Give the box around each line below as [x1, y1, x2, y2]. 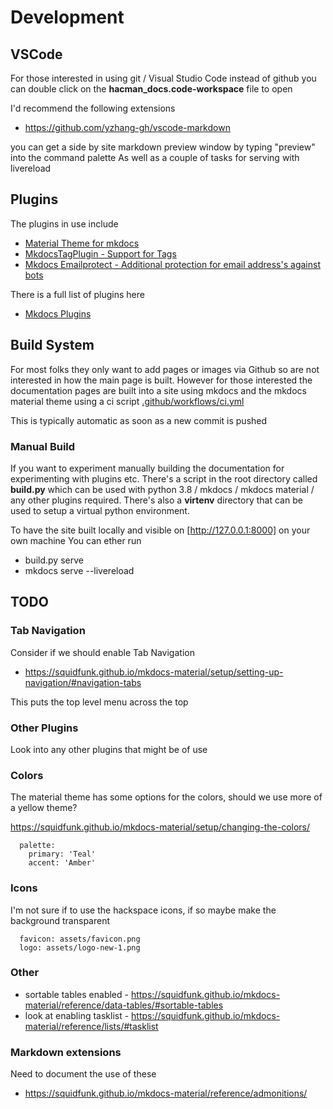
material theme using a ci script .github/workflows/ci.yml [10, 395, 245, 407]
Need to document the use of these [10, 1068, 157, 1080]
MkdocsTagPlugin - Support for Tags [24, 247, 177, 260]
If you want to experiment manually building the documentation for [10, 462, 285, 474]
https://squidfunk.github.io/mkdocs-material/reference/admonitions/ [24, 1087, 308, 1100]
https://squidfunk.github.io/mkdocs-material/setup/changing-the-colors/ [10, 821, 311, 833]
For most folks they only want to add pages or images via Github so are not [10, 363, 320, 375]
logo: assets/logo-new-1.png [19, 942, 141, 953]
